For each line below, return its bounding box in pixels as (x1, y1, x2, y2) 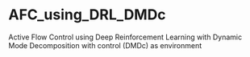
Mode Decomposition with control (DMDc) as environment (8, 40, 202, 50)
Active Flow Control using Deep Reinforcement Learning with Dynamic (8, 32, 243, 42)
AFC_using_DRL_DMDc (8, 6, 167, 24)
